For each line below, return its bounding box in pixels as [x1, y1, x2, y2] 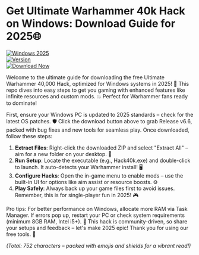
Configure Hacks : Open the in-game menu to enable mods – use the [14, 172, 184, 179]
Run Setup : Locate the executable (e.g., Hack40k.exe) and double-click [14, 157, 191, 164]
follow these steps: [6, 132, 52, 139]
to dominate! [6, 99, 37, 107]
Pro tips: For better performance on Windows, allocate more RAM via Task [6, 205, 188, 212]
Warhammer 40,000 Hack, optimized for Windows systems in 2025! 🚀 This [6, 80, 189, 87]
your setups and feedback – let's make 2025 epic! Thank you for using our [6, 224, 189, 231]
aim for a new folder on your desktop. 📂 [14, 150, 112, 157]
